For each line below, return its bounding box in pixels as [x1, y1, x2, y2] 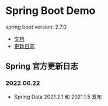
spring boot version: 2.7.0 [5, 23, 67, 30]
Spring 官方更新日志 [5, 61, 78, 71]
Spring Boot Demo [5, 4, 96, 17]
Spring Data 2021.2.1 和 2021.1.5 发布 [13, 93, 103, 100]
